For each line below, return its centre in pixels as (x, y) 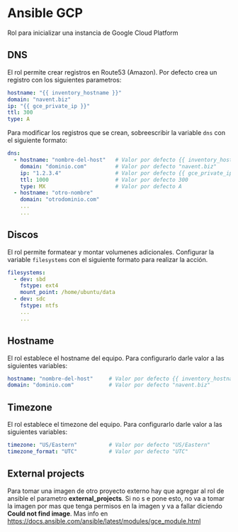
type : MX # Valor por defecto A (101, 186)
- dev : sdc (30, 299)
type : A (19, 119)
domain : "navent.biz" (39, 99)
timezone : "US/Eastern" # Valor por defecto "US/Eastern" (109, 445)
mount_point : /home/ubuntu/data (68, 293)
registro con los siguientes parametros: (64, 80)
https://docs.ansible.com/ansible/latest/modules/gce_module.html (104, 521)
